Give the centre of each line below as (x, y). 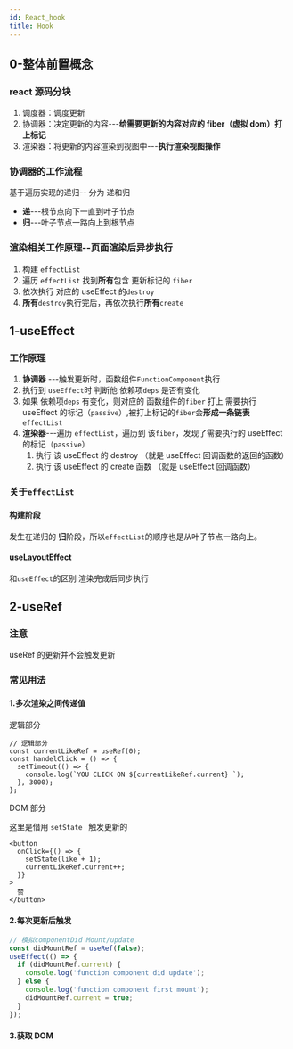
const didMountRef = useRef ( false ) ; (77, 948)
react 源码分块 (40, 92)
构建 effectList (51, 269)
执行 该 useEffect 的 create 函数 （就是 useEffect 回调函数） (145, 467)
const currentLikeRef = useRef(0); (75, 751)
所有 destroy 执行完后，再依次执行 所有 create (103, 302)
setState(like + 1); (63, 859)
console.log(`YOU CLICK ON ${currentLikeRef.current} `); (135, 774)
